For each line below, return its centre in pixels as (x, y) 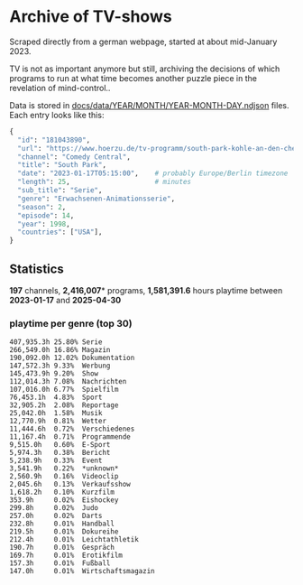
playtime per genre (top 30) (71, 323)
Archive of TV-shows (91, 17)
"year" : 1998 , (44, 224)
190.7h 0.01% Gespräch (62, 548)
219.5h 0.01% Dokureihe (64, 532)
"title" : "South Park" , (62, 165)
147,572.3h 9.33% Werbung (60, 366)
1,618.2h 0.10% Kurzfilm (62, 492)
